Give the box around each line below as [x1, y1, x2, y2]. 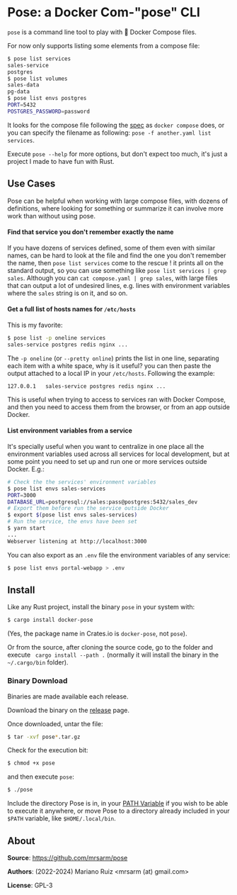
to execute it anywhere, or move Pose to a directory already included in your [7, 806, 230, 816]
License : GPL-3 [7, 881, 53, 890]
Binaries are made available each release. [7, 692, 129, 701]
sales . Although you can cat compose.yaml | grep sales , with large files [7, 274, 218, 282]
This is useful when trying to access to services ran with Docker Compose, [7, 395, 226, 404]
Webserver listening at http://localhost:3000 [7, 538, 147, 545]
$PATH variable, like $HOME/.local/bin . [7, 814, 116, 823]
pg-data [7, 88, 30, 96]
